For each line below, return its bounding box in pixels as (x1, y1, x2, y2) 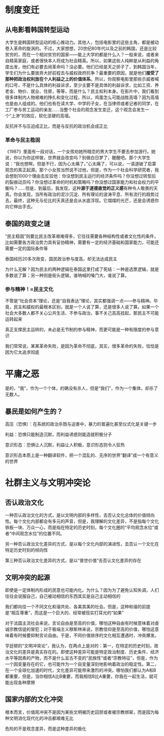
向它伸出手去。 (5, 204, 35, 209)
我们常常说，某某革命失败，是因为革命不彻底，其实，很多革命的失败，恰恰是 (5, 343, 159, 349)
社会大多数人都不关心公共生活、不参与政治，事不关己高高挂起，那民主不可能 (5, 310, 159, 316)
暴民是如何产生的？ (5, 407, 63, 415)
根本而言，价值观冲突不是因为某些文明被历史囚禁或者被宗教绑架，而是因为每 (5, 709, 159, 715)
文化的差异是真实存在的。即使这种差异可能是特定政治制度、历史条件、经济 (9, 649, 159, 655)
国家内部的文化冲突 (5, 695, 63, 704)
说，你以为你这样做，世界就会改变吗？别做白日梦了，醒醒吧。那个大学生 (5, 155, 150, 161)
